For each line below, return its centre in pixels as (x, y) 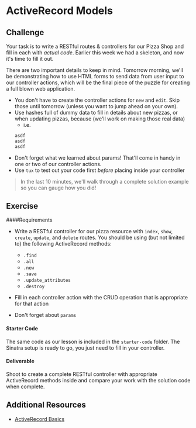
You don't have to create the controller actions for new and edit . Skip (97, 100)
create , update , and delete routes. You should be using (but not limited (99, 237)
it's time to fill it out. (30, 59)
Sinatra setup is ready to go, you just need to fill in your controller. (85, 348)
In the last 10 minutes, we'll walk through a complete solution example (104, 181)
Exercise (22, 206)
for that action (31, 304)
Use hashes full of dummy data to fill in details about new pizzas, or (96, 113)
